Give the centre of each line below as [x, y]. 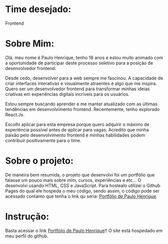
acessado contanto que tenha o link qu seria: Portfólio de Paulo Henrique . [81, 196]
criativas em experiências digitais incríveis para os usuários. [67, 94]
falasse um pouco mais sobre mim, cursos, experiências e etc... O [73, 180]
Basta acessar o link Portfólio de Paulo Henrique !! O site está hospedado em [84, 230]
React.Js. [15, 114]
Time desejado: [38, 9]
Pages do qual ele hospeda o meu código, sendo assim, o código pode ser [82, 191]
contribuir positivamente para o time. [43, 140]
